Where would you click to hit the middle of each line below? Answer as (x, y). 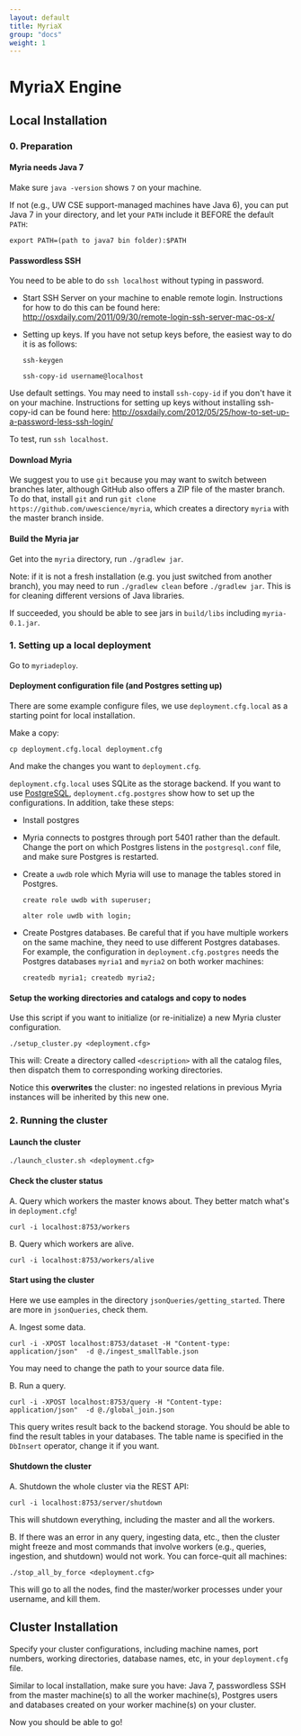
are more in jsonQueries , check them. (79, 1309)
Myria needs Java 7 (46, 167)
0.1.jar (24, 623)
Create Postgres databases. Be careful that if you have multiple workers (155, 933)
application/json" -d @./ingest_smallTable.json (104, 1352)
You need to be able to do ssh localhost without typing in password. (137, 281)
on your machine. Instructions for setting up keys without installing (133, 402)
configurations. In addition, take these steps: (92, 803)
